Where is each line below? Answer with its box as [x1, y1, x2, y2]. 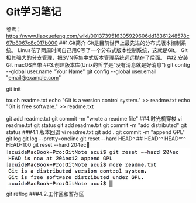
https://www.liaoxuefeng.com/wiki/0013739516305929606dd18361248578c [6, 32, 190, 39]
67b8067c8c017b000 [6, 39, 58, 46]
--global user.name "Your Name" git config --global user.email [6, 68, 157, 75]
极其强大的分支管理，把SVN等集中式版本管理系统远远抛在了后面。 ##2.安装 [6, 54, 188, 61]
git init [6, 85, 22, 92]
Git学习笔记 [6, 5, 61, 19]
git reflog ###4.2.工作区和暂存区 [6, 191, 84, 198]
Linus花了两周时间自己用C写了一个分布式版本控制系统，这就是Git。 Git [17, 46, 188, 53]
